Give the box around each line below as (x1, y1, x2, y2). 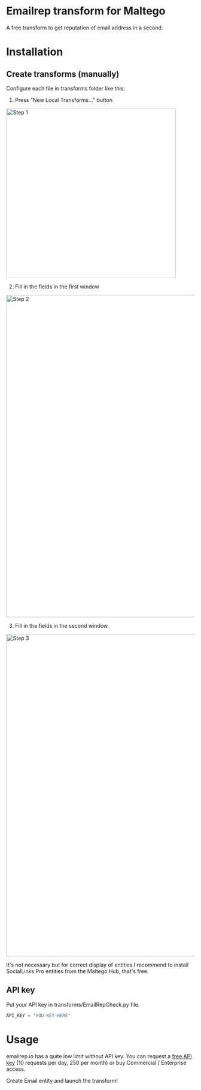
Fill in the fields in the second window (14, 622, 108, 629)
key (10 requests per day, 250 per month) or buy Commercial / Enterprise (6, 1059, 187, 1066)
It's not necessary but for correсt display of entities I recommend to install (6, 961, 189, 968)
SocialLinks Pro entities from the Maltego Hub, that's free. (6, 967, 149, 975)
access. (6, 1065, 26, 1073)
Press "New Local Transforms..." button (14, 96, 112, 103)
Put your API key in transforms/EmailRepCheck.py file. (6, 1001, 140, 1008)
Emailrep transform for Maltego (6, 4, 166, 18)
